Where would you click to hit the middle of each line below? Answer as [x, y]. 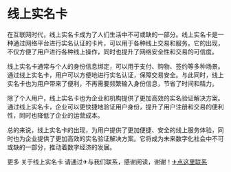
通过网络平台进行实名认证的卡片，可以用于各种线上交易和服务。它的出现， [118, 43]
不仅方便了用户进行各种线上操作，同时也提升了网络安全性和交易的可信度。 [112, 52]
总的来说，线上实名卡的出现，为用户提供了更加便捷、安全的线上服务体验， [112, 130]
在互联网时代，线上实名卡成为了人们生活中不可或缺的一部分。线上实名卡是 [112, 34]
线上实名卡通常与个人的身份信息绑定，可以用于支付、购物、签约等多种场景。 [115, 66]
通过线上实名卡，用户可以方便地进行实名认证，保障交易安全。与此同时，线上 [115, 75]
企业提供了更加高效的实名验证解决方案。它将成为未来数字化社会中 [118, 138]
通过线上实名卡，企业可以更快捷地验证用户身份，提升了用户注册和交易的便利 [115, 107]
